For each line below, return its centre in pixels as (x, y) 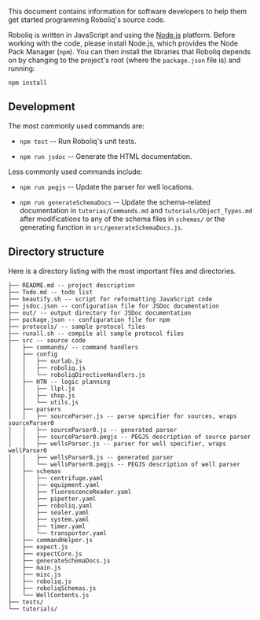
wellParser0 (27, 450)
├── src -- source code (47, 340)
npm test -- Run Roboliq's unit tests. (78, 141)
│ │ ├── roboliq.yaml (50, 506)
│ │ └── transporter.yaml (58, 533)
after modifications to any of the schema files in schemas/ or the (122, 219)
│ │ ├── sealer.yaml (49, 512)
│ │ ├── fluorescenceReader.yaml (70, 492)
